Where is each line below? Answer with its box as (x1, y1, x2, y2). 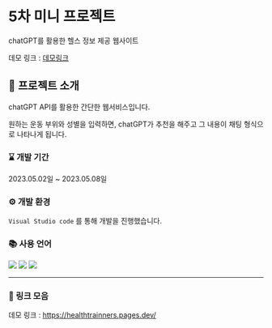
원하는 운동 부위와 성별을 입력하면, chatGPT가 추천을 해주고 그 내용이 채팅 (8, 119, 243, 129)
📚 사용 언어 (8, 238, 53, 249)
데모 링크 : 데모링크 (8, 53, 69, 62)
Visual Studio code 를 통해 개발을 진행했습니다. (8, 216, 163, 226)
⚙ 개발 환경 (8, 196, 51, 207)
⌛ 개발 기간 (8, 151, 49, 163)
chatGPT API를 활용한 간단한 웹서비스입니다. (8, 102, 151, 112)
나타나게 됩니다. (16, 129, 67, 138)
